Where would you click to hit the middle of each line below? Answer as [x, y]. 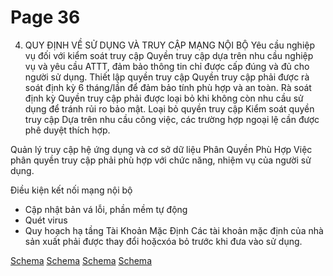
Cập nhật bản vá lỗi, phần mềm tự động [106, 209]
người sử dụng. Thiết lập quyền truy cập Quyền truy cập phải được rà [167, 77]
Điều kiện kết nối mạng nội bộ [71, 190]
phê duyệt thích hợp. [67, 130]
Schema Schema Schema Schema [81, 260]
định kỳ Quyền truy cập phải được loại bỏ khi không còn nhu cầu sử [164, 98]
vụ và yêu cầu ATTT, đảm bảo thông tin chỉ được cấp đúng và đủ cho [167, 66]
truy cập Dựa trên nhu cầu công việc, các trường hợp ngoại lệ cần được [172, 119]
